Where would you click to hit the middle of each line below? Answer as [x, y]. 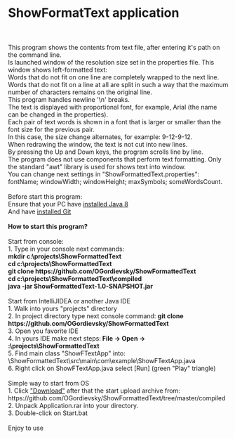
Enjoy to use [26, 428]
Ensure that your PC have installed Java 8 [68, 204]
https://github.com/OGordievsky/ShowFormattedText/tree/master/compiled [117, 398]
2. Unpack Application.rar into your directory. [73, 405]
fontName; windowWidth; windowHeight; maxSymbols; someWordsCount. [115, 181]
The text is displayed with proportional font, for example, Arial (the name [113, 107]
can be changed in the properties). [58, 114]
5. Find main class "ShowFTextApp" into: [67, 353]
